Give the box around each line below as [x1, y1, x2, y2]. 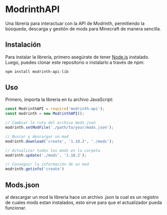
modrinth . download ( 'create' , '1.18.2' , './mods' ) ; [5, 138, 114, 144]
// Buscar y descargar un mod [5, 134, 69, 139]
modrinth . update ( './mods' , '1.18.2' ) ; [5, 153, 87, 158]
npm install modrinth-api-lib [5, 69, 69, 74]
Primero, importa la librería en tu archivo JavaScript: [5, 96, 114, 102]
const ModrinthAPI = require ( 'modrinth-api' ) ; [5, 106, 105, 112]
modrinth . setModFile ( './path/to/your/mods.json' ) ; [5, 125, 114, 130]
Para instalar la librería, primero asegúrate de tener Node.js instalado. [5, 54, 150, 60]
